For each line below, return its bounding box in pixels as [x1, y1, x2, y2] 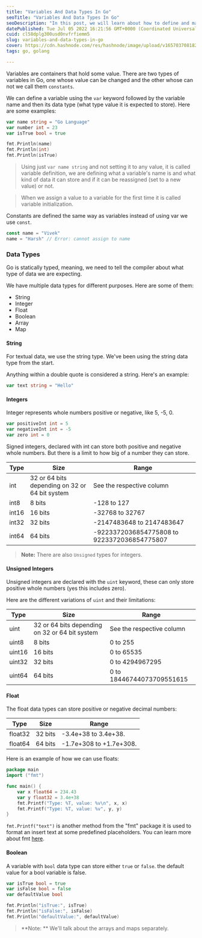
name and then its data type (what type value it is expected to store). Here [6, 101, 191, 108]
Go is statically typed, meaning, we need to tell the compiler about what [6, 264, 184, 271]
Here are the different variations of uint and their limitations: [6, 597, 156, 604]
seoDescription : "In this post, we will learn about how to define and [6, 20, 189, 26]
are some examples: [6, 107, 57, 115]
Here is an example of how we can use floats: [6, 755, 119, 762]
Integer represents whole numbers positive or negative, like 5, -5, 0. [6, 409, 174, 416]
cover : [6, 43, 23, 49]
